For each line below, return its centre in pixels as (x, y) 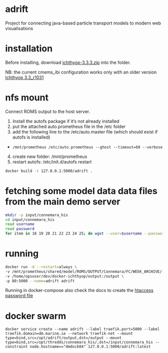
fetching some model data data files (81, 191)
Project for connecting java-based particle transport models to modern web (83, 23)
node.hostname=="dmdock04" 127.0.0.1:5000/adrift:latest (90, 347)
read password (20, 229)
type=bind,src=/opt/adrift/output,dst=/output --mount (63, 338)
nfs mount (27, 98)
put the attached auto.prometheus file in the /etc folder (69, 126)
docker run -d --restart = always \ (41, 267)
